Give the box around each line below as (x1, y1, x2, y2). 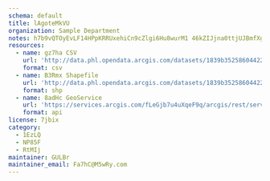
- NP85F (15, 138, 42, 147)
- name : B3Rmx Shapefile (15, 71, 99, 79)
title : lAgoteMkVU (8, 19, 70, 27)
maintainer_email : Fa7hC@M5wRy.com (8, 161, 128, 169)
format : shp (22, 86, 63, 95)
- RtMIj (15, 146, 42, 154)
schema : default (8, 11, 63, 20)
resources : (8, 42, 45, 50)
